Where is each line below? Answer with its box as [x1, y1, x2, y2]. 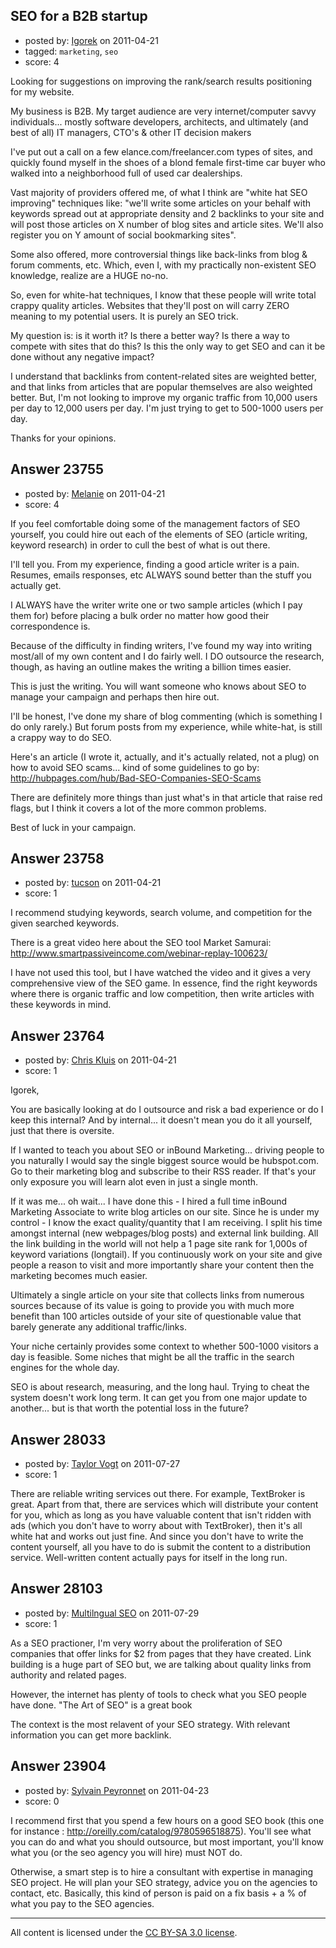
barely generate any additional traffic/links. [10, 1321, 187, 1333]
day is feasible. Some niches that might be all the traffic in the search [10, 1351, 295, 1363]
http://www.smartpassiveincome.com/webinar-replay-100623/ [10, 947, 268, 959]
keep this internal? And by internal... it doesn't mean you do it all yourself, [10, 1114, 313, 1126]
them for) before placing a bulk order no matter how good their [10, 609, 270, 621]
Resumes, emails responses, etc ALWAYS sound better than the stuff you [10, 569, 312, 581]
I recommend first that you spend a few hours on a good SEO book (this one [10, 1814, 325, 1826]
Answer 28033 [10, 1431, 107, 1448]
